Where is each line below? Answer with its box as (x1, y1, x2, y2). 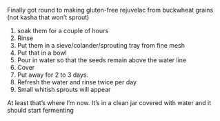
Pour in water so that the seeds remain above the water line (17, 56, 187, 64)
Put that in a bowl (17, 48, 67, 57)
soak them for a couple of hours (17, 27, 109, 35)
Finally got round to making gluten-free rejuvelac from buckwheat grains (7, 6, 214, 14)
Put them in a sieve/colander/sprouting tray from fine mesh (17, 41, 185, 49)
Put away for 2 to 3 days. (17, 71, 89, 79)
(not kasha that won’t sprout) (7, 13, 90, 21)
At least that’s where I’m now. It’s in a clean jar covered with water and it (7, 99, 212, 106)
